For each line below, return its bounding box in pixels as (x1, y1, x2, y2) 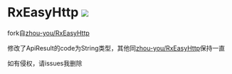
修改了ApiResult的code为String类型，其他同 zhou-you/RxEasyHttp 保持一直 (7, 43, 226, 52)
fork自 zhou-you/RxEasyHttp (7, 28, 90, 37)
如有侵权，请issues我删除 (7, 58, 83, 68)
